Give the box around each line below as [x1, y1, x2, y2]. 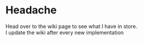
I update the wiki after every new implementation [5, 29, 124, 36]
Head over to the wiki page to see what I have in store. [5, 23, 138, 30]
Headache [5, 3, 57, 17]
